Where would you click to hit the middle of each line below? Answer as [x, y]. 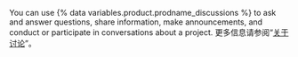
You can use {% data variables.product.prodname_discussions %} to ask [143, 13]
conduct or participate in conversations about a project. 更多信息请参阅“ [141, 32]
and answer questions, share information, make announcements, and [136, 22]
